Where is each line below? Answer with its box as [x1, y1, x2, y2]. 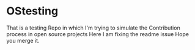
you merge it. [6, 37, 40, 44]
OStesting [6, 4, 59, 18]
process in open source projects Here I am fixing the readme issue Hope [6, 30, 189, 37]
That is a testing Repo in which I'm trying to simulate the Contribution [6, 24, 180, 31]
